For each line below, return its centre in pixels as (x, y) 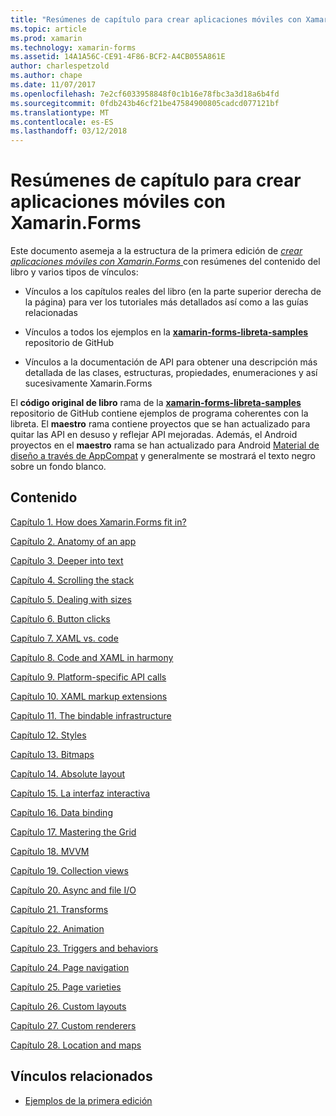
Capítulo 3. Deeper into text (67, 560)
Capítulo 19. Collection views (69, 870)
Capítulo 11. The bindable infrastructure (91, 715)
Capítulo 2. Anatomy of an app (73, 541)
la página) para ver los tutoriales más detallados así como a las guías (166, 302)
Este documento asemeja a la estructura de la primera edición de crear (156, 251)
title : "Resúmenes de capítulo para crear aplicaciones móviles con (156, 19)
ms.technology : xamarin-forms (73, 47)
